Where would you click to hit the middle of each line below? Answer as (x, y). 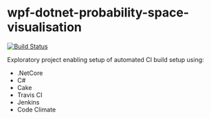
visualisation (45, 27)
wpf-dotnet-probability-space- (98, 13)
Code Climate (36, 109)
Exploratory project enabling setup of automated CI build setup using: (105, 59)
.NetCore (30, 73)
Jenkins (28, 102)
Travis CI (30, 95)
